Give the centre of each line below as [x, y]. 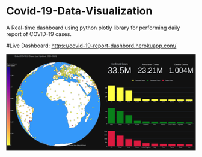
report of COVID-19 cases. [39, 34]
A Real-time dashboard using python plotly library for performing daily [93, 28]
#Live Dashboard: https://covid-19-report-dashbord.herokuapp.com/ [91, 46]
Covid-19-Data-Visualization [79, 11]
